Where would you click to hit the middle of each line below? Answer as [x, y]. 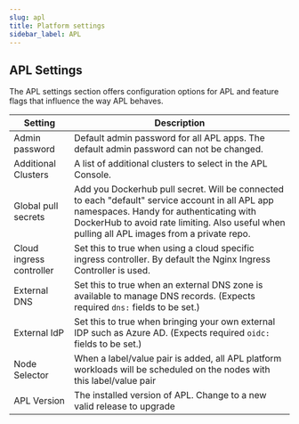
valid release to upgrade [125, 406]
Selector [31, 375]
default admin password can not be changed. [169, 150]
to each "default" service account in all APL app [174, 200]
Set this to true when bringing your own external [175, 322]
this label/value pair [115, 381]
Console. [93, 175]
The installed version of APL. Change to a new [170, 395]
